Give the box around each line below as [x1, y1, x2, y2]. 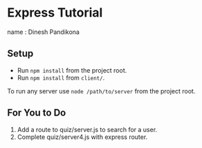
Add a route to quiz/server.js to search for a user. [17, 125, 158, 133]
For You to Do [7, 107, 66, 119]
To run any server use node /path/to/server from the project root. [7, 86, 196, 95]
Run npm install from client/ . [17, 73, 105, 82]
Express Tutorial [7, 5, 103, 21]
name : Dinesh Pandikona [7, 28, 80, 36]
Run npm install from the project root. [17, 66, 127, 74]
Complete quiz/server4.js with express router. [17, 133, 148, 141]
